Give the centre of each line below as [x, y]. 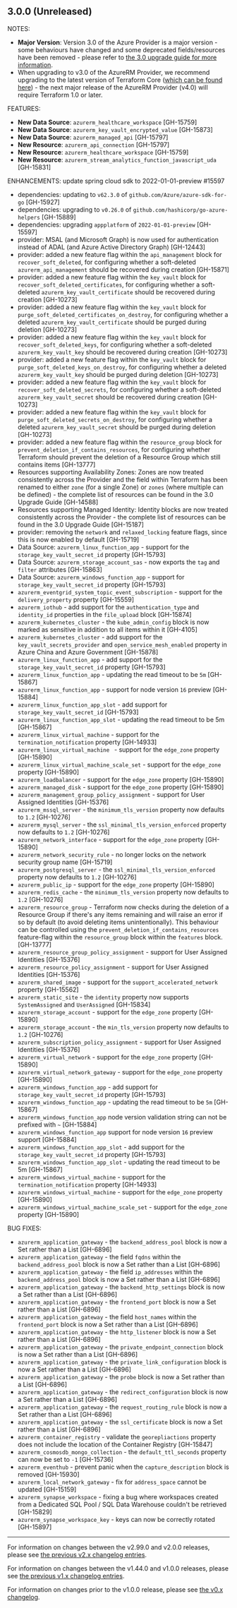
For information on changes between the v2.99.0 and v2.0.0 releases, [109, 1547]
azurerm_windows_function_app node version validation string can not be [122, 1117]
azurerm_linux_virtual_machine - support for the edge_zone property [119, 749]
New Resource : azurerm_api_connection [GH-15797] [93, 145]
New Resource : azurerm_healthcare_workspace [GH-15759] [103, 152]
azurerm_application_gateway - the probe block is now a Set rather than [121, 1376]
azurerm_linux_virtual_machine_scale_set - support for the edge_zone [119, 764]
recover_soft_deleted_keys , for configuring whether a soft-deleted [115, 344]
